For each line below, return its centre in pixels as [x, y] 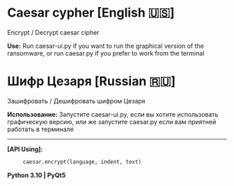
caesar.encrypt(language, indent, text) [82, 162]
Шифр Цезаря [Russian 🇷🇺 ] [92, 82]
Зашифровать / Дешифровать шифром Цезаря [76, 101]
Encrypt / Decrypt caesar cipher [53, 32]
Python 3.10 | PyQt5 [37, 175]
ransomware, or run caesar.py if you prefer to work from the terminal [106, 53]
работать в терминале [41, 129]
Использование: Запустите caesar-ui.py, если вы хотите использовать [113, 114]
